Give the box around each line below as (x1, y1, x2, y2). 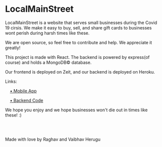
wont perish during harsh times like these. (5, 30, 90, 36)
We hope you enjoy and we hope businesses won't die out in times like (5, 107, 148, 113)
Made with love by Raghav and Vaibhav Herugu (5, 136, 101, 142)
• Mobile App (9, 88, 37, 94)
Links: (5, 78, 17, 84)
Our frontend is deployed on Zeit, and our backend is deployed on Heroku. (5, 69, 155, 74)
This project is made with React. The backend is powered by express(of (5, 54, 150, 60)
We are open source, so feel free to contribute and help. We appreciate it (5, 39, 152, 45)
